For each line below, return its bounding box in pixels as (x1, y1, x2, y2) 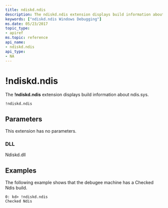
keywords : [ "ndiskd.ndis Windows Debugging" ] (5, 16, 101, 21)
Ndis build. (5, 185, 27, 191)
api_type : (5, 49, 26, 54)
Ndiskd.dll (5, 152, 26, 158)
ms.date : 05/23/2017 (5, 21, 48, 26)
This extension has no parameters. (5, 128, 76, 134)
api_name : (5, 40, 26, 45)
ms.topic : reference (5, 35, 48, 40)
